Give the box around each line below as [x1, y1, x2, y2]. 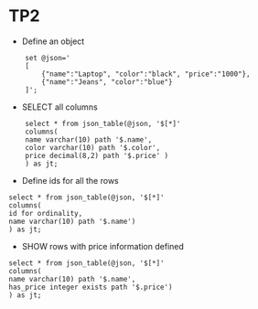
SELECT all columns [21, 101, 98, 112]
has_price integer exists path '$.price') [8, 282, 173, 292]
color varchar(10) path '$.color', [25, 143, 161, 152]
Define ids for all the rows [21, 175, 120, 186]
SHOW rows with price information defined [21, 240, 185, 251]
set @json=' [25, 53, 70, 62]
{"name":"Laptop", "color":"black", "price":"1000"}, [41, 69, 251, 79]
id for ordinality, [8, 208, 83, 218]
